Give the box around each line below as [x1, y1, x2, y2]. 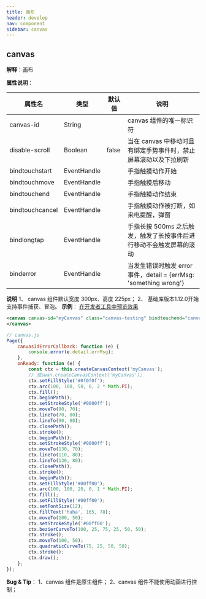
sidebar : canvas [6, 26, 48, 33]
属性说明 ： [6, 79, 34, 87]
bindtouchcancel [9, 206, 58, 214]
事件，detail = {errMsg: [128, 271, 194, 280]
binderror [9, 270, 37, 278]
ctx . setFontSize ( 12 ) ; [28, 503, 84, 510]
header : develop [6, 15, 48, 21]
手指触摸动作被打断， [128, 202, 189, 210]
